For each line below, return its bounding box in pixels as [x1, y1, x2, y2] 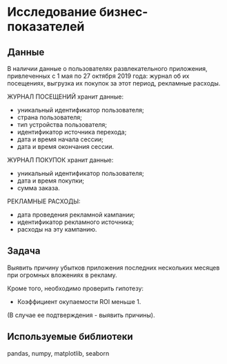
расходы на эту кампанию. [17, 225, 97, 233]
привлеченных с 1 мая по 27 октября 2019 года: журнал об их [7, 72, 190, 80]
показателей [7, 19, 85, 34]
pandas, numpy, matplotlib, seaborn [7, 349, 110, 357]
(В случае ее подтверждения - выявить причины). [7, 311, 155, 319]
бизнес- [99, 4, 148, 20]
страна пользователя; [17, 113, 83, 121]
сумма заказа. [17, 184, 60, 192]
